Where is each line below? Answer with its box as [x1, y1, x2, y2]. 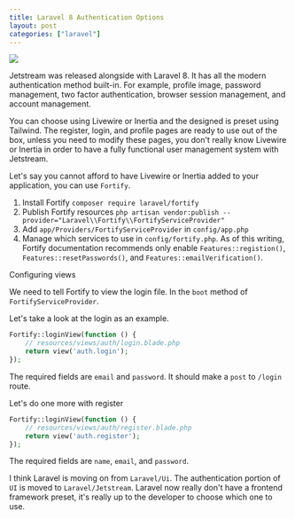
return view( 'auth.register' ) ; [25, 431, 141, 440]
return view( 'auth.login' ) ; [25, 347, 128, 356]
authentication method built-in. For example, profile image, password [9, 80, 261, 90]
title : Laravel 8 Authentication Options [9, 12, 165, 22]
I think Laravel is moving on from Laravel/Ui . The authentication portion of [9, 473, 281, 484]
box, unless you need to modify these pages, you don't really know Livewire [9, 135, 287, 145]
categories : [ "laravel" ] [9, 29, 101, 38]
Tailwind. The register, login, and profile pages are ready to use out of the [9, 125, 277, 136]
